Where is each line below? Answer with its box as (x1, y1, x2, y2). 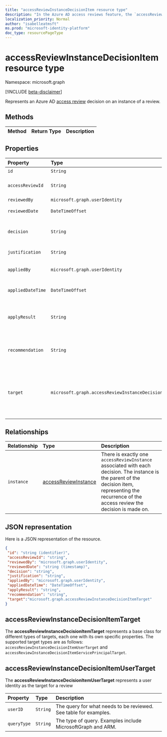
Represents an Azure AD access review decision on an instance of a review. (5, 98, 161, 104)
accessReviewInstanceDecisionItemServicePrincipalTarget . (5, 650, 127, 656)
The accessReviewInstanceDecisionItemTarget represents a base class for (5, 628, 162, 634)
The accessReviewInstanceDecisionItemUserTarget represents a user (5, 677, 152, 684)
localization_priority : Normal (5, 16, 70, 21)
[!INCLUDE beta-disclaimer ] (5, 88, 62, 95)
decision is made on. (101, 506, 149, 513)
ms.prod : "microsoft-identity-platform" (5, 26, 90, 31)
